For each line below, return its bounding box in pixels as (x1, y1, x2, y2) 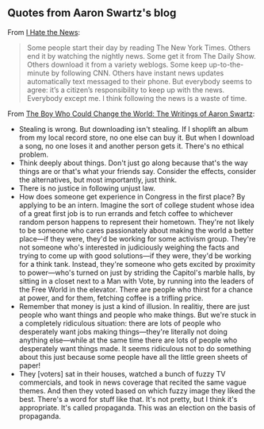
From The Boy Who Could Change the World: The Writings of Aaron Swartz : (7, 109, 255, 118)
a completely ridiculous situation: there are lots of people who (18, 318, 221, 328)
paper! (18, 361, 41, 370)
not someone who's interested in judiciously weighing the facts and (18, 242, 239, 252)
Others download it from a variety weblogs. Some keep (26, 60, 208, 69)
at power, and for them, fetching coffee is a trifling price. (18, 293, 204, 303)
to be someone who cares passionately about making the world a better (18, 226, 254, 235)
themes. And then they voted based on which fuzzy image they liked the (18, 385, 255, 396)
